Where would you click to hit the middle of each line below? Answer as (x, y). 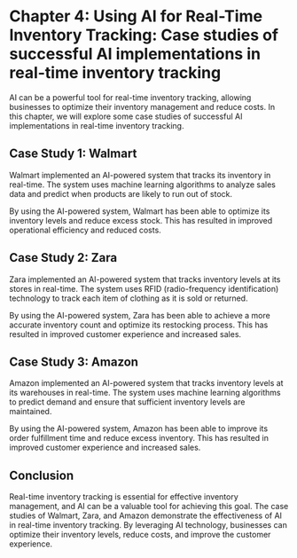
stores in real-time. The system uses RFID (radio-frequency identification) (144, 288)
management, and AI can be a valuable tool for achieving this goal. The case (149, 507)
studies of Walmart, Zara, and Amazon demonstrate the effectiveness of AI (145, 515)
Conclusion (42, 475)
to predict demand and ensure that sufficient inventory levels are (127, 402)
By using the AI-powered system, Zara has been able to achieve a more (140, 315)
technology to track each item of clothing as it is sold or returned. (129, 298)
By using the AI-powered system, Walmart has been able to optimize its (140, 211)
